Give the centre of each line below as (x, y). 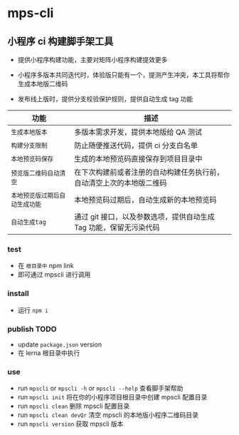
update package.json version (59, 344)
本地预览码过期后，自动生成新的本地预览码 (145, 200)
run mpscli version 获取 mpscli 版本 (70, 424)
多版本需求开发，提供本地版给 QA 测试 (138, 132)
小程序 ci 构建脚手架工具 (60, 41)
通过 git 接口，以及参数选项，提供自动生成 (144, 217)
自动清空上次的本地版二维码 (121, 183)
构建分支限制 (29, 145)
